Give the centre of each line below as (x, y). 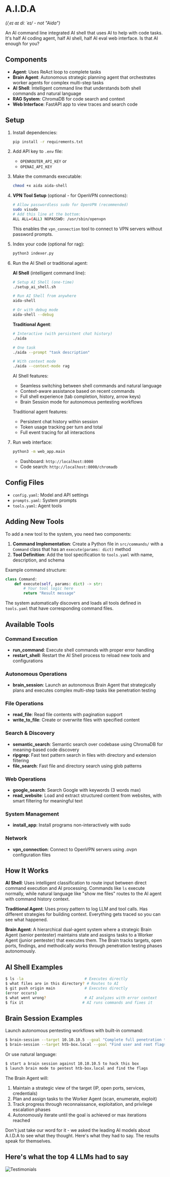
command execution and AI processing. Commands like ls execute (75, 888)
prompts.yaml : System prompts (45, 500)
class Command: (21, 579)
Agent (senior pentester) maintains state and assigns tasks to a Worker (79, 935)
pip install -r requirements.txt (48, 142)
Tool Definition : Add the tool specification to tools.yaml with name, (83, 554)
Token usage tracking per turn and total (61, 427)
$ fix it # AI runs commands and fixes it (79, 1002)
